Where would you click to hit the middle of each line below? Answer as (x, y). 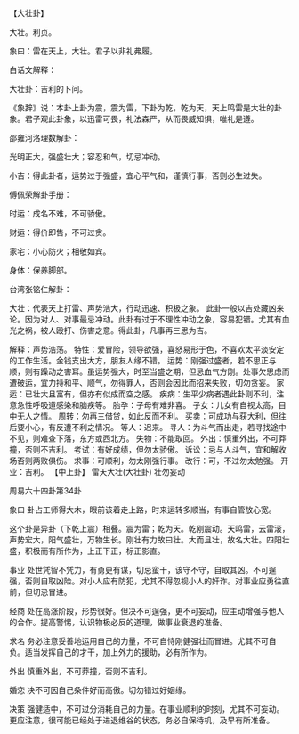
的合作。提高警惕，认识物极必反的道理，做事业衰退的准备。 (118, 622)
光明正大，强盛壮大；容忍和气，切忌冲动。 (87, 157)
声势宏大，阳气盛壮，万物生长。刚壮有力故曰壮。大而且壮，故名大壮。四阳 (145, 540)
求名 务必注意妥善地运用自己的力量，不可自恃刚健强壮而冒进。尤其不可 (139, 641)
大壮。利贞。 (32, 32)
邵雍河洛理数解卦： (44, 138)
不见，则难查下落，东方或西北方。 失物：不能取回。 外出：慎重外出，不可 (144, 438)
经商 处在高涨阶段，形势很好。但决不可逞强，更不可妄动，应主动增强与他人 (147, 611)
